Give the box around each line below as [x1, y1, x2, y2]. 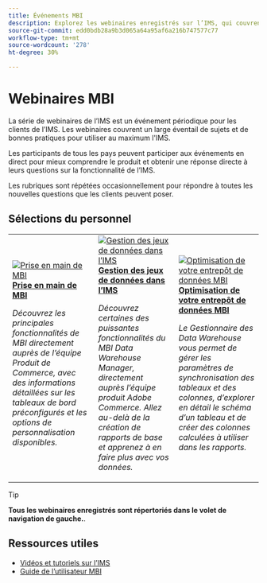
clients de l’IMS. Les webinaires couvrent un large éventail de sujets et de [8, 124, 249, 134]
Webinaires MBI [8, 90, 115, 108]
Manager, [98, 362, 135, 373]
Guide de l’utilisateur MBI [19, 566, 102, 576]
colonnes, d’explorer [178, 391, 255, 402]
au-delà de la [98, 411, 150, 422]
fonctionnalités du [98, 332, 166, 343]
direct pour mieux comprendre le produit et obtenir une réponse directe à [8, 157, 248, 166]
